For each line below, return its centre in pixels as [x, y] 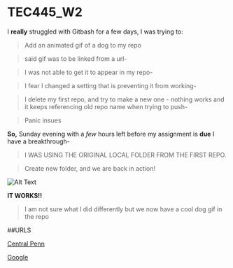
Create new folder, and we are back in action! [90, 168]
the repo [36, 216]
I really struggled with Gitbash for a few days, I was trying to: [95, 31]
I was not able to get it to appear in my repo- [89, 72]
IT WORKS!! [25, 195]
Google [18, 257]
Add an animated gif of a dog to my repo [83, 45]
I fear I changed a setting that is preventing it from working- [111, 85]
